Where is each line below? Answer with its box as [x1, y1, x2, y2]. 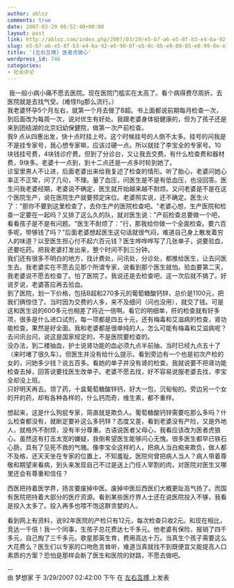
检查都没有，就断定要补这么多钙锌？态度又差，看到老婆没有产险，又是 [13, 417, 214, 425]
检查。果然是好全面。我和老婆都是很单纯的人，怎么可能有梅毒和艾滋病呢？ [13, 323, 227, 332]
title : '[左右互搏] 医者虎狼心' [7, 49, 92, 56]
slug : [7, 42, 23, 49]
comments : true [7, 17, 52, 24]
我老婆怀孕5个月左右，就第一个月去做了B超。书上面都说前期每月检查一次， [7, 106, 223, 114]
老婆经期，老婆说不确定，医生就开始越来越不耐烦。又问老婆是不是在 [25, 184, 221, 192]
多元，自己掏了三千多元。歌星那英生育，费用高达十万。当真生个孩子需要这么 [7, 534, 227, 542]
